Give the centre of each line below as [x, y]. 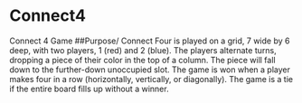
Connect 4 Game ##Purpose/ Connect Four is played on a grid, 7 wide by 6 [150, 41]
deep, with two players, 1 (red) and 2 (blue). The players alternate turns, [143, 50]
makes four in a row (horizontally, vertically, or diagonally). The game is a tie [151, 79]
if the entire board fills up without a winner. [89, 89]
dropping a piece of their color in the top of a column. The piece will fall [142, 60]
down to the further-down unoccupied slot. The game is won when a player [150, 70]
